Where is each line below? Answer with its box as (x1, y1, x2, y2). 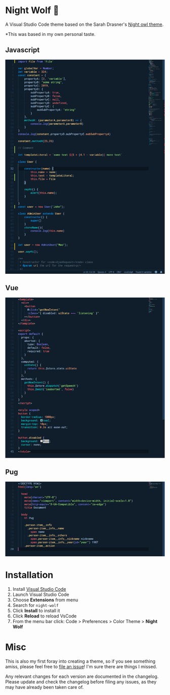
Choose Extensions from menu (12, 597, 78, 603)
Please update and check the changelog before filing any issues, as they (5, 678, 157, 685)
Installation (5, 569, 54, 581)
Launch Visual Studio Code (12, 591, 69, 597)
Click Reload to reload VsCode (12, 612, 77, 619)
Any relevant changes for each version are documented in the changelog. (5, 673, 159, 679)
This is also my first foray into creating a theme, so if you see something (5, 658, 156, 664)
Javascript (5, 46, 40, 55)
